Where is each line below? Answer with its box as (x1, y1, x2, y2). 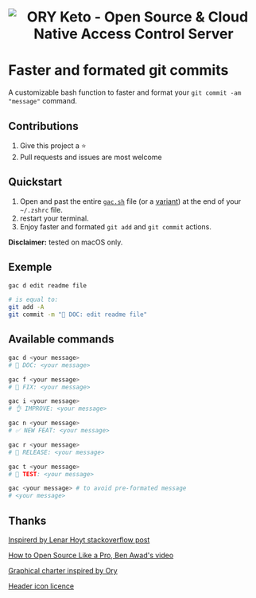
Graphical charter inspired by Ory (8, 565, 118, 575)
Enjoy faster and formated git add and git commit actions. (19, 221, 212, 231)
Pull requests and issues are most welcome (19, 152, 162, 162)
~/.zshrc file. (19, 205, 64, 214)
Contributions (8, 119, 79, 133)
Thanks (8, 514, 47, 527)
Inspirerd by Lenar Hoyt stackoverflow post (8, 534, 150, 545)
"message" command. (8, 96, 78, 106)
